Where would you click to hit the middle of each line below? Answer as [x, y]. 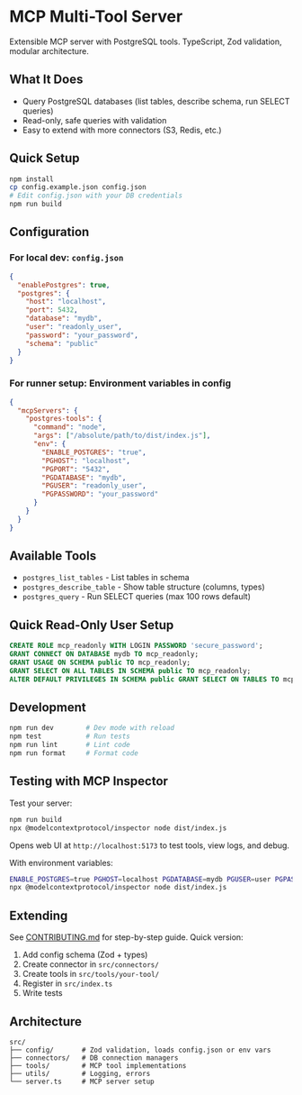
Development [48, 708]
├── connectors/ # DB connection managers [94, 1058]
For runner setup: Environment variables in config [120, 383]
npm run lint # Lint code [70, 745]
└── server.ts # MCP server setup [82, 1081]
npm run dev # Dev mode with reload [92, 728]
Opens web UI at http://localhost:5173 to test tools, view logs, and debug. [150, 845]
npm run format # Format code [74, 753]
